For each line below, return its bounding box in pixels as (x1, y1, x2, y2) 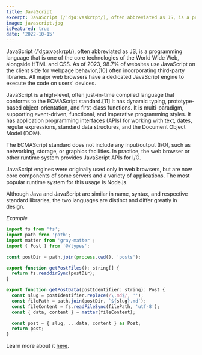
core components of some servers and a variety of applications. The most (6, 172, 190, 179)
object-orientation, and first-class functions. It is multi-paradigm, (23, 104, 184, 111)
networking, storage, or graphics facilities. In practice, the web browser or (6, 148, 190, 155)
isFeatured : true (6, 25, 50, 32)
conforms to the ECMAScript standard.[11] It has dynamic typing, (6, 97, 167, 105)
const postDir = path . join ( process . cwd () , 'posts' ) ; (6, 254, 141, 260)
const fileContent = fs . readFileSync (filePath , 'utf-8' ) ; (11, 303, 161, 310)
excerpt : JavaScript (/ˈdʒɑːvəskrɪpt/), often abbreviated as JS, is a (6, 14, 189, 20)
